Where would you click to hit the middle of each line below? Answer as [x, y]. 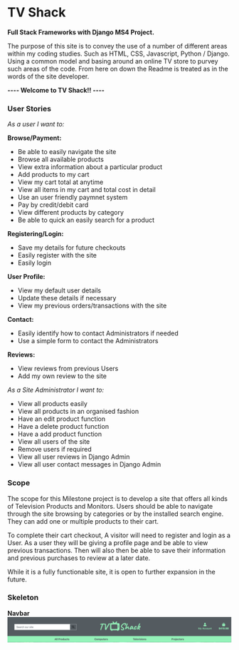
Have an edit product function [62, 419]
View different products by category [71, 213]
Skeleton [23, 598]
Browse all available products [61, 159]
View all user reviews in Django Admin [74, 457]
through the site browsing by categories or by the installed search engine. [116, 514]
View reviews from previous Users [68, 369]
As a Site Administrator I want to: [56, 390]
